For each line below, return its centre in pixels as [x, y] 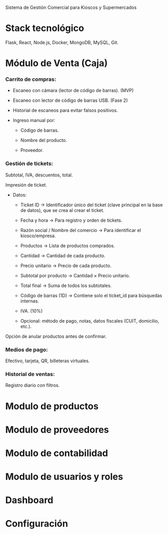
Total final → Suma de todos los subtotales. [66, 286]
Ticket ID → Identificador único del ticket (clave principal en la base [91, 205]
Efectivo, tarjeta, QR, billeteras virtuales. [48, 361]
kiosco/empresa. [38, 236]
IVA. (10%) [31, 311]
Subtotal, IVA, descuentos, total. [39, 175]
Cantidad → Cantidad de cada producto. [63, 255]
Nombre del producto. [44, 140]
